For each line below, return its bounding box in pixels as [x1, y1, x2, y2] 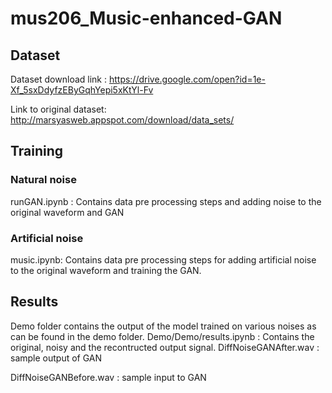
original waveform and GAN [10, 206, 125, 218]
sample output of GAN [10, 352, 103, 364]
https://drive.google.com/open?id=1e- [108, 73, 266, 85]
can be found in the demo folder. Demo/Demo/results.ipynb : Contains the [10, 330, 315, 342]
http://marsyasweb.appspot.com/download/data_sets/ [10, 114, 235, 126]
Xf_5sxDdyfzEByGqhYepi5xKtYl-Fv [10, 84, 154, 96]
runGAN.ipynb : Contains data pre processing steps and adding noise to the [10, 195, 322, 207]
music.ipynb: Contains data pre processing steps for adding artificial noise [10, 253, 317, 266]
